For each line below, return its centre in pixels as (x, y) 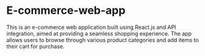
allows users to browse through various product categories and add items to (102, 40)
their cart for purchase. (35, 46)
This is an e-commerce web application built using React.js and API (91, 27)
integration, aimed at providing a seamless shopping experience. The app (99, 33)
